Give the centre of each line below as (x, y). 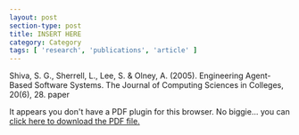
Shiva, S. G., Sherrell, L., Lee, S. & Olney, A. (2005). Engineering (126, 75)
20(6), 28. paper (39, 95)
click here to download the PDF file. (75, 122)
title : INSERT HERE (46, 34)
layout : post (33, 17)
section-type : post (46, 26)
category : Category (46, 42)
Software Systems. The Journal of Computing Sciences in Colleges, (159, 85)
